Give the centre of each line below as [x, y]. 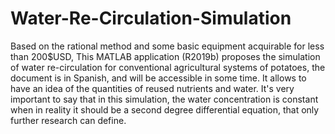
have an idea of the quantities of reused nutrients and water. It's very [152, 88]
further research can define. [68, 120]
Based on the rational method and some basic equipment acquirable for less [167, 46]
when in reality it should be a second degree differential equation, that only [165, 109]
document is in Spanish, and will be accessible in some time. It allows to [158, 78]
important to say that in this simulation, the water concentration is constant [164, 99]
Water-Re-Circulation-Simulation [151, 18]
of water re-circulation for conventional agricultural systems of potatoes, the [168, 67]
